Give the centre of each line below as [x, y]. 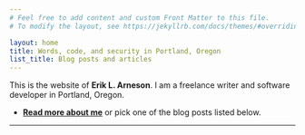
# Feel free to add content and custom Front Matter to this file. [140, 18]
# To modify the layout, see [64, 26]
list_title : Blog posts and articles [81, 60]
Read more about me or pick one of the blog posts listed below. [142, 112]
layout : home [34, 43]
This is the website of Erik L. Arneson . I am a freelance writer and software [150, 85]
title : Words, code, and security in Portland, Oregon [115, 51]
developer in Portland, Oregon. [67, 95]
